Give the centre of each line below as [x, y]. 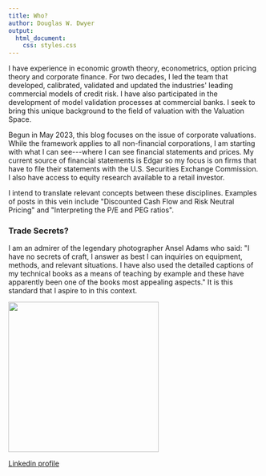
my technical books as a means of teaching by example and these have [126, 274]
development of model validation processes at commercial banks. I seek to [132, 103]
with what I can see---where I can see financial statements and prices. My [131, 152]
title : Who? [28, 16]
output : [21, 30]
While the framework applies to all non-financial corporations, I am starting [132, 143]
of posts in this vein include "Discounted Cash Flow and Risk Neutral [121, 202]
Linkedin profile [34, 464]
